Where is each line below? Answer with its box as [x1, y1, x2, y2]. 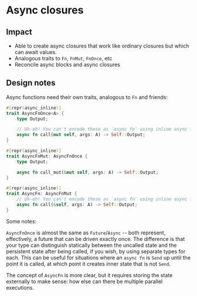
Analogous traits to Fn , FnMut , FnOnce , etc [14, 55, 113, 62]
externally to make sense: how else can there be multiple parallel [6, 278, 163, 285]
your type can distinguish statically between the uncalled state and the [6, 241, 177, 249]
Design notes [6, 78, 56, 88]
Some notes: [6, 217, 37, 224]
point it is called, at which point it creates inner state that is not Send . [6, 260, 171, 267]
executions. [6, 284, 34, 291]
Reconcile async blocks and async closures [14, 61, 121, 68]
